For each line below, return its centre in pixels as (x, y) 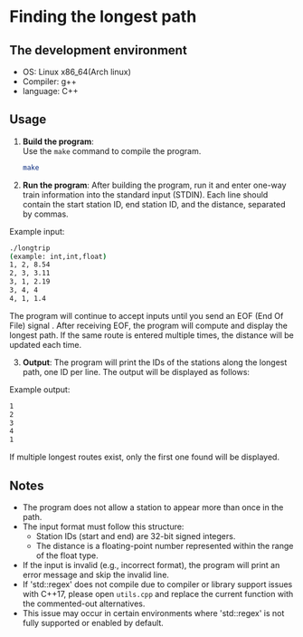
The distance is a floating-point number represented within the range (165, 546)
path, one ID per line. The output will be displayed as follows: (136, 372)
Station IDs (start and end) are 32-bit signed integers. (136, 536)
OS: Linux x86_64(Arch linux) (76, 72)
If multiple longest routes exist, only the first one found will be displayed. (145, 457)
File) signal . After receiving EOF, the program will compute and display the (148, 325)
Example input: (37, 231)
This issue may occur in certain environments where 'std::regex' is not (153, 613)
